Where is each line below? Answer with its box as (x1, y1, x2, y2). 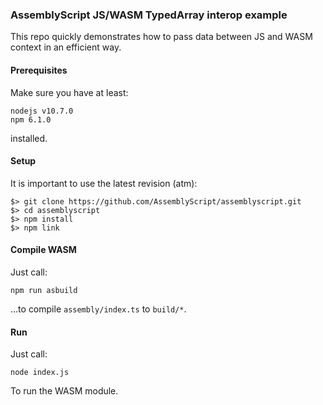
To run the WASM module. (10, 385, 119, 397)
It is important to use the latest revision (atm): (10, 177, 198, 189)
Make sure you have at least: (10, 86, 129, 98)
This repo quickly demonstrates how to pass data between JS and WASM (10, 31, 313, 43)
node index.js (10, 368, 70, 378)
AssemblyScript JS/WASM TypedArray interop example (10, 8, 288, 22)
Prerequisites (10, 64, 68, 76)
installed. (10, 132, 48, 144)
